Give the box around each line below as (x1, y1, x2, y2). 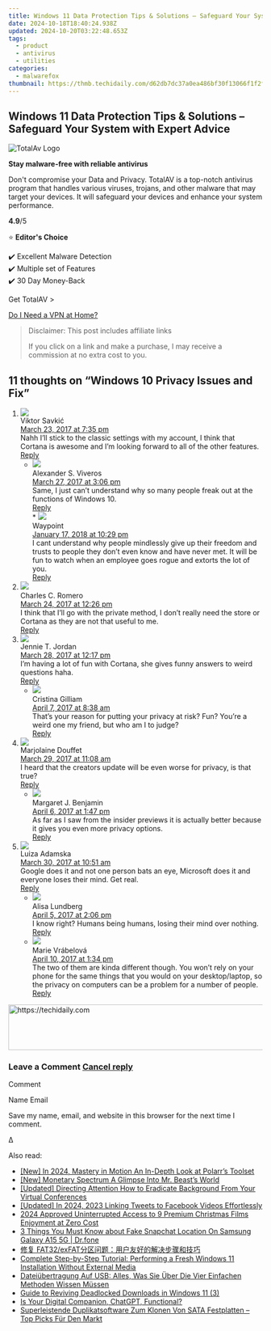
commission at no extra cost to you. (27, 350, 148, 360)
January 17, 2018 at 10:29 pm (31, 530, 129, 539)
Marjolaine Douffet (19, 746, 82, 755)
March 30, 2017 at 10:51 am (19, 858, 111, 868)
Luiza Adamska (19, 849, 72, 859)
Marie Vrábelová (31, 945, 87, 955)
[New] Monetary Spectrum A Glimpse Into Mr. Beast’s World (19, 1175, 220, 1185)
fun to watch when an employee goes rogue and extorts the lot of (31, 556, 250, 565)
